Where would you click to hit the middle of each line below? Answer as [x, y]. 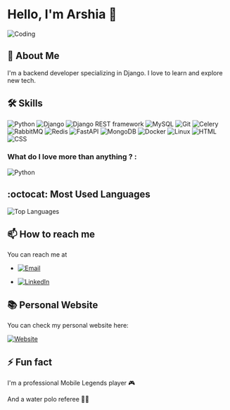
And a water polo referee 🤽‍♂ [48, 399]
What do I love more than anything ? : [72, 157]
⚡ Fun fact [30, 362]
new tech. [22, 80]
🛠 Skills [25, 104]
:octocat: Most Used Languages [79, 194]
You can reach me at [37, 255]
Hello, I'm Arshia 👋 [62, 14]
